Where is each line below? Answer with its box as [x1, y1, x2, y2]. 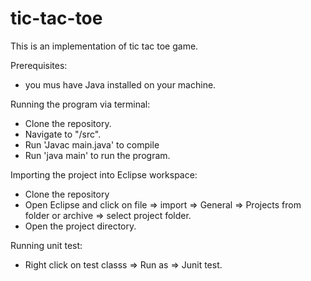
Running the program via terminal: [10, 98, 151, 110]
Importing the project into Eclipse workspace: [10, 168, 198, 181]
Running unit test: [10, 239, 83, 251]
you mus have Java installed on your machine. [24, 78, 217, 91]
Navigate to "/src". [24, 128, 102, 140]
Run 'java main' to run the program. [24, 149, 171, 161]
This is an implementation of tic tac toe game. [10, 40, 199, 52]
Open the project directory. [24, 220, 137, 232]
